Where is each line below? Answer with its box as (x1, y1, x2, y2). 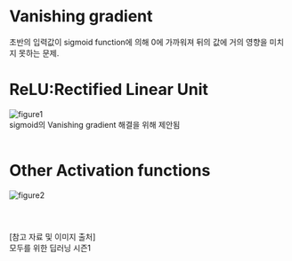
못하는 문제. (18, 47, 60, 59)
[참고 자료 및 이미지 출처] (9, 232, 96, 241)
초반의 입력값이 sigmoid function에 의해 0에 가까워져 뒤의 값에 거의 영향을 (9, 36, 268, 47)
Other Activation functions (9, 161, 211, 181)
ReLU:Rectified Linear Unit (9, 80, 209, 99)
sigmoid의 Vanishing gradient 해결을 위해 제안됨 (9, 119, 181, 130)
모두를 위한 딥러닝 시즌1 (9, 242, 92, 253)
